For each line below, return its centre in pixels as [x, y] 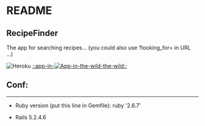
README [29, 11]
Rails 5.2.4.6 [31, 117]
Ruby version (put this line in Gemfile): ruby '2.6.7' [78, 105]
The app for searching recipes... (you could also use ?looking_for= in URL [99, 47]
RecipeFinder [32, 33]
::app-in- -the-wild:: [79, 66]
